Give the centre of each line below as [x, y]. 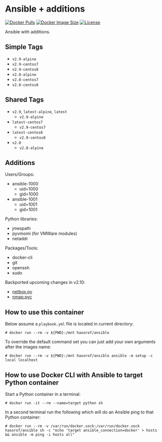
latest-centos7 [27, 122]
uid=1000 [29, 189]
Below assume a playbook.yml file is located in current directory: [69, 324]
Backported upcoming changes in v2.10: [45, 282]
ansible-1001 [25, 199]
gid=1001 [28, 210]
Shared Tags [24, 100]
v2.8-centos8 [25, 85]
